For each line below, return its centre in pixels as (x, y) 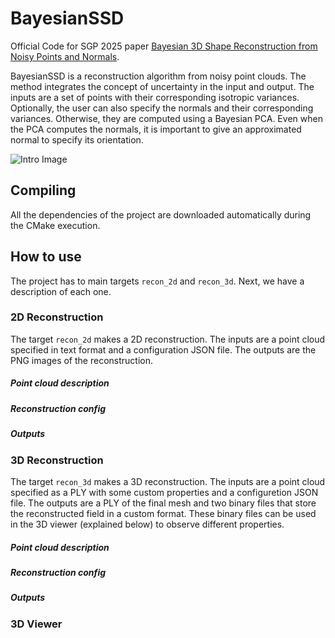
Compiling (43, 190)
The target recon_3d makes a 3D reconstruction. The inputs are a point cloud (168, 481)
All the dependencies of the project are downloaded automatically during (161, 214)
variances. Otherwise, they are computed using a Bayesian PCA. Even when (166, 118)
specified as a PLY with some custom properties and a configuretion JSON (164, 492)
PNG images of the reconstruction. (81, 360)
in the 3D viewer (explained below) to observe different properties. (147, 524)
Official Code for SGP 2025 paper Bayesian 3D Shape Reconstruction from (164, 46)
